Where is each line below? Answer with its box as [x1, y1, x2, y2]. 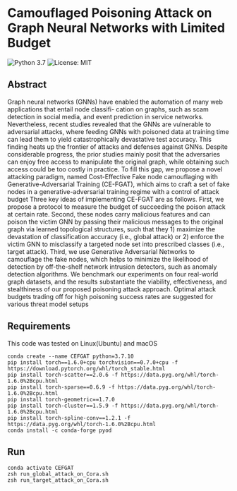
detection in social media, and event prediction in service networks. [7, 112, 204, 121]
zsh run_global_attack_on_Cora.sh [7, 471, 109, 478]
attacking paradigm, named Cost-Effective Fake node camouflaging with [7, 172, 219, 181]
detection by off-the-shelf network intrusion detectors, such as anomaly [7, 262, 217, 271]
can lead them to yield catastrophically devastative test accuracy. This [7, 135, 212, 143]
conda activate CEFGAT [7, 464, 74, 472]
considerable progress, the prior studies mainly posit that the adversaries [7, 150, 221, 158]
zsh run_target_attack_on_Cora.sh [7, 477, 109, 484]
